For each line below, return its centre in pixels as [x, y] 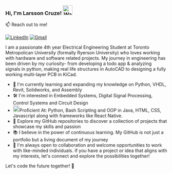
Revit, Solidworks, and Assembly [47, 90]
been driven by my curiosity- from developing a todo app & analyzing [79, 63]
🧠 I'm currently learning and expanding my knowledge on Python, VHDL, [89, 84]
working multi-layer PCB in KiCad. [41, 75]
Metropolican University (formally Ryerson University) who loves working [83, 53]
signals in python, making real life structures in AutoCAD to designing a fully [86, 69]
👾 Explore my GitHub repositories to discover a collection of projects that [90, 121]
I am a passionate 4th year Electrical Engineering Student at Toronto [78, 47]
